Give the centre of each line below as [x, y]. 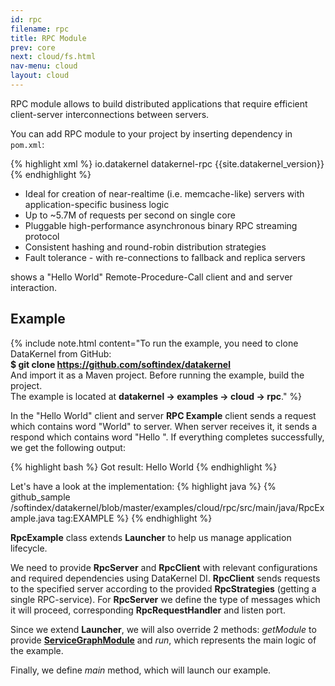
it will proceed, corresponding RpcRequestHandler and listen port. [148, 610]
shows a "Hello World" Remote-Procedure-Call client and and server [151, 277]
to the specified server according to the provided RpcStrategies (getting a [163, 588]
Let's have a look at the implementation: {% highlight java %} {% [143, 486]
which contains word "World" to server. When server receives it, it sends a [164, 426]
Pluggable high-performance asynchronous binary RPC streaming [161, 225]
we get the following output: [68, 447]
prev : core [33, 47]
